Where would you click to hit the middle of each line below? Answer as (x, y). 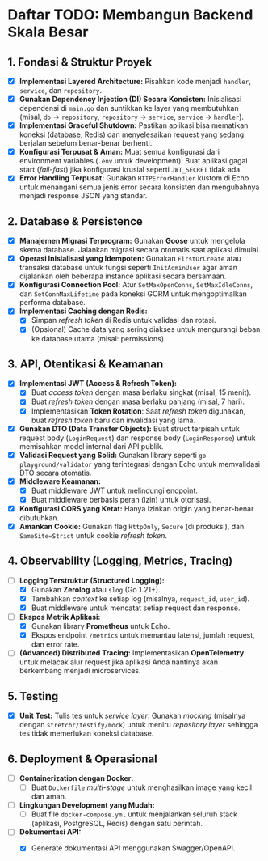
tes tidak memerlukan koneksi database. (86, 733)
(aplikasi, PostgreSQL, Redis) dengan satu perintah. (117, 824)
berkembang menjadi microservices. (80, 671)
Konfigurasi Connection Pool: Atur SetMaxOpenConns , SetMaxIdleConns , (136, 285)
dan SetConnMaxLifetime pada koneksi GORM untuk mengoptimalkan (133, 294)
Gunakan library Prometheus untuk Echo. (100, 626)
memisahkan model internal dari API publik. (91, 446)
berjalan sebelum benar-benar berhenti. (86, 143)
